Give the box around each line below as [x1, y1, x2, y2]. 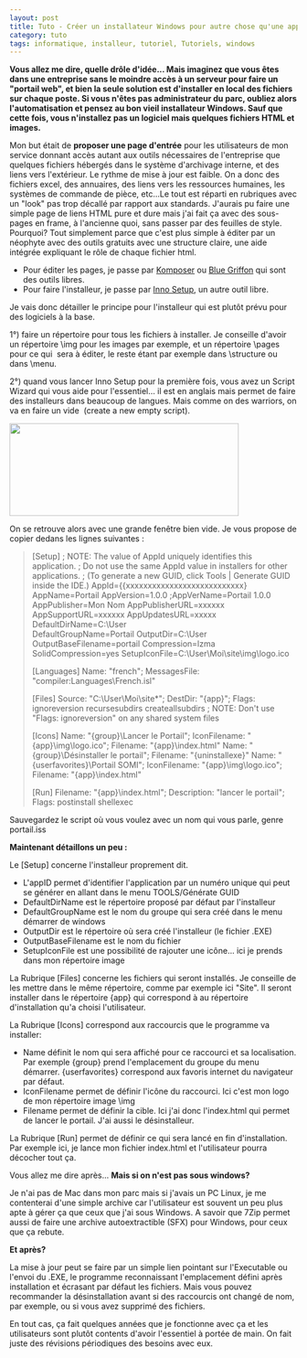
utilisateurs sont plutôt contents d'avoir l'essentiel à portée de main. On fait [9, 1328, 292, 1340]
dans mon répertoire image [22, 955, 125, 966]
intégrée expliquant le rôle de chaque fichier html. [9, 247, 196, 258]
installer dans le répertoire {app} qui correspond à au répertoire [9, 992, 249, 1003]
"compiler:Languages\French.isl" [31, 676, 156, 687]
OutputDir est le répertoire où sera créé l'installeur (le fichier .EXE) [22, 925, 272, 937]
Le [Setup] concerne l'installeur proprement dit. [9, 860, 189, 871]
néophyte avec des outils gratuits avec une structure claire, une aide [9, 237, 268, 248]
